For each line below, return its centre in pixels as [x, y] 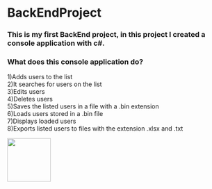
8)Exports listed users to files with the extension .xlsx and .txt [95, 129]
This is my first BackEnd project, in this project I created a [106, 35]
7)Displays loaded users [42, 121]
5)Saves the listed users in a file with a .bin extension [83, 106]
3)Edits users [26, 92]
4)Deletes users [30, 99]
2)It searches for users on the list [55, 84]
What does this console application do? [75, 62]
